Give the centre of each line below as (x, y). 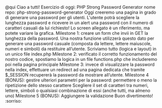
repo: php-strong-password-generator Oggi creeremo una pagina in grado (81, 12)
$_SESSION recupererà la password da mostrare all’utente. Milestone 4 (77, 75)
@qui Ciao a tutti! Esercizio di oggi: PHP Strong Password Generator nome (80, 7)
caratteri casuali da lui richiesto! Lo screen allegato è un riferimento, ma (78, 28)
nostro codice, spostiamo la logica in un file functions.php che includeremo (81, 59)
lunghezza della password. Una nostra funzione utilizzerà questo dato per (80, 38)
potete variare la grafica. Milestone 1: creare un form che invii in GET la (77, 33)
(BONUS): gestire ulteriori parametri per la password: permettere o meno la (81, 80)
